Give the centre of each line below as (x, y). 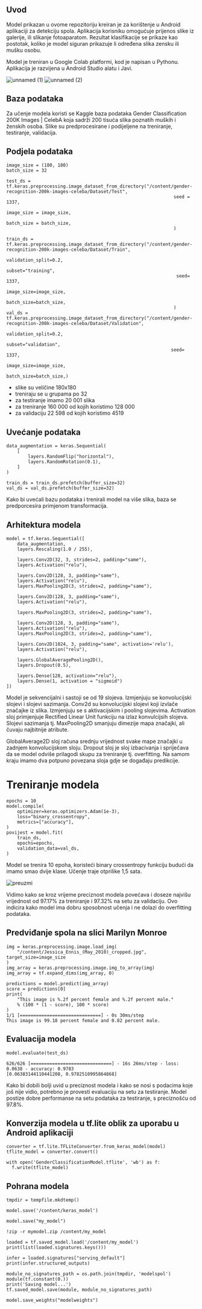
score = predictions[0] (36, 989)
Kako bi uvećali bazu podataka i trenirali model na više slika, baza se (91, 499)
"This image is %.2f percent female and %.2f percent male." (95, 999)
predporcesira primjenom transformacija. (57, 506)
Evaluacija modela (41, 1039)
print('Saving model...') (39, 1285)
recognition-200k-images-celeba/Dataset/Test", (67, 192)
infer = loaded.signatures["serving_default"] (66, 1258)
